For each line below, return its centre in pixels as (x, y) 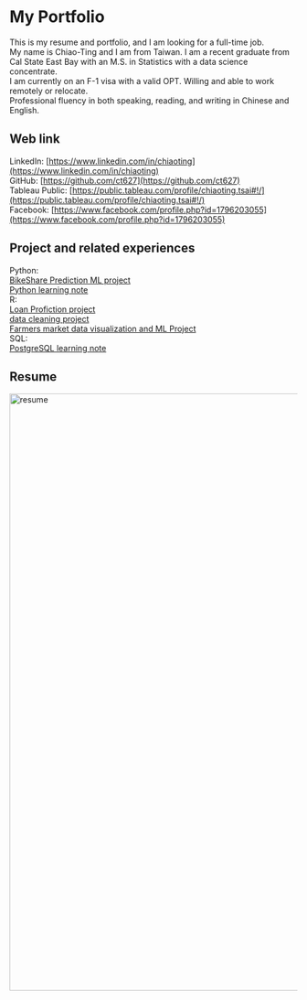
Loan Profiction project (53, 309)
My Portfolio (57, 17)
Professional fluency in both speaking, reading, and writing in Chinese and (149, 100)
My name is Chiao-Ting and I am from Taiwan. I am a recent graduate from (150, 51)
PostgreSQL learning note (58, 348)
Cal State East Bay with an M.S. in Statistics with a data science (129, 61)
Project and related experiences (102, 248)
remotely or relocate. (49, 91)
